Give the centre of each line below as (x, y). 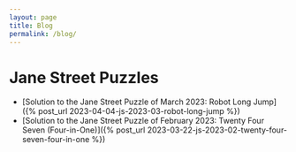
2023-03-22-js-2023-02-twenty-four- (217, 130)
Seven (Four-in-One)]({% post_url (83, 130)
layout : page (33, 17)
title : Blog (31, 26)
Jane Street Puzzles (84, 77)
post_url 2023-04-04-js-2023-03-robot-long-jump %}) (139, 111)
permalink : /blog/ (43, 34)
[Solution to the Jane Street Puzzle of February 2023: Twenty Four (143, 121)
